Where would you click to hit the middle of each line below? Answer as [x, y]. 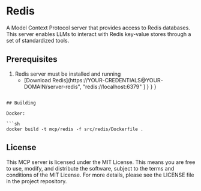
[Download [37, 80]
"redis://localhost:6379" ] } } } [120, 86]
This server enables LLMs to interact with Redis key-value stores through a [99, 34]
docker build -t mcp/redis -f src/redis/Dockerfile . [75, 129]
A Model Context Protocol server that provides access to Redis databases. [98, 28]
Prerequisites [32, 59]
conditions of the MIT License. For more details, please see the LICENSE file [100, 175]
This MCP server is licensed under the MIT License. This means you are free [101, 162]
